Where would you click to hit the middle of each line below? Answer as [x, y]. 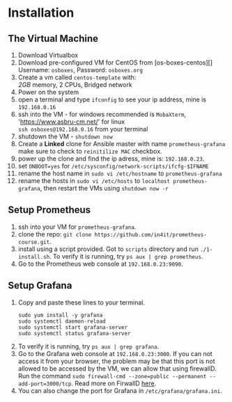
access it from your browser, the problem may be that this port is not [116, 361]
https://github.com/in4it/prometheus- [151, 234]
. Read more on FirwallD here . [114, 383]
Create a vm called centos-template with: [77, 77]
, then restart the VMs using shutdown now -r [105, 188]
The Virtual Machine [53, 39]
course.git [34, 242]
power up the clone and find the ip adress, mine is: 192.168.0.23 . [111, 159]
